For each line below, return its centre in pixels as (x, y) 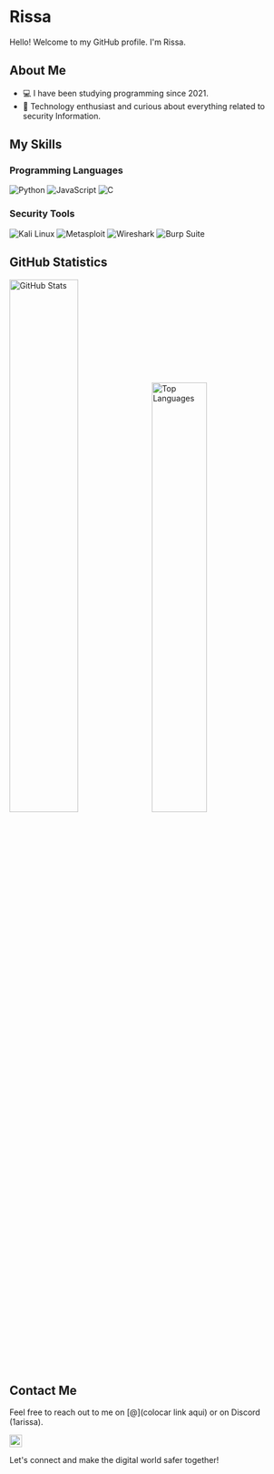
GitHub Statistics (59, 263)
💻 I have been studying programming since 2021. (115, 93)
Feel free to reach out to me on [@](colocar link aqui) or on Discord (135, 1412)
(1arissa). (26, 1422)
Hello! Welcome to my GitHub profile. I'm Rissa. (98, 42)
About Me (38, 71)
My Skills (36, 144)
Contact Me (43, 1390)
